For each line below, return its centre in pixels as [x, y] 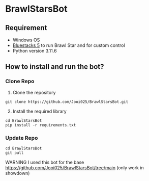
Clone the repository [34, 92]
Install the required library [40, 111]
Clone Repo [20, 81]
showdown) [18, 173]
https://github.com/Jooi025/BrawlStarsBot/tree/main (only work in [74, 167]
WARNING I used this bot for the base [45, 162]
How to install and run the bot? [55, 67]
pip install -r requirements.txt [41, 125]
